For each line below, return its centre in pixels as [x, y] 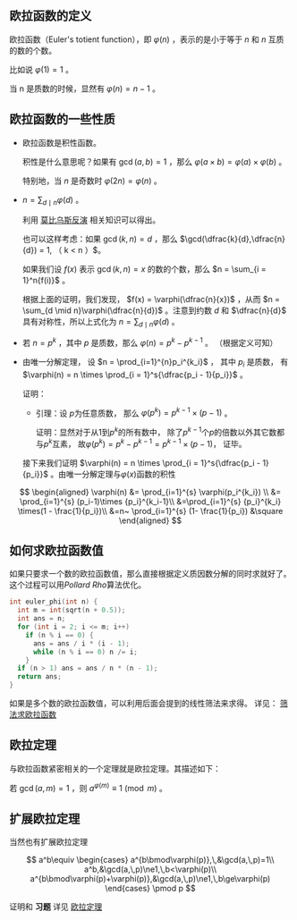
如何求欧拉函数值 [56, 551]
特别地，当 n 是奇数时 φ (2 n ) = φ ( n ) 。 [92, 181]
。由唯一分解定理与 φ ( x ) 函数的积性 [113, 474]
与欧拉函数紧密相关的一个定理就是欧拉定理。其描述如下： [115, 768]
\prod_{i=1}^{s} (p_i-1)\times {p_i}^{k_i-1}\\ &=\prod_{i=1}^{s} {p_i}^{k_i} [150, 501]
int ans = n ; [42, 619]
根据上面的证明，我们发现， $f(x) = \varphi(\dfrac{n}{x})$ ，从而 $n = [151, 300]
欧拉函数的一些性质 [62, 119]
